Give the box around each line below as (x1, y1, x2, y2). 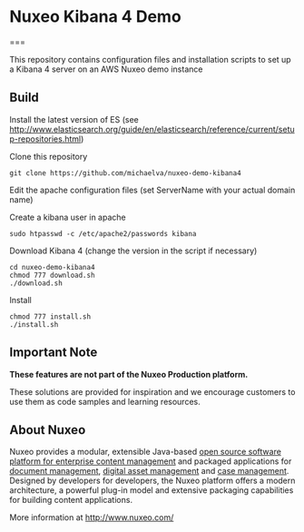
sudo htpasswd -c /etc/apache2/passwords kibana (9, 229, 197, 238)
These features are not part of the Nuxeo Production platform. (9, 369, 249, 379)
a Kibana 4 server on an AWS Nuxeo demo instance (9, 64, 203, 74)
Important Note (9, 345, 98, 360)
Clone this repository (9, 151, 88, 162)
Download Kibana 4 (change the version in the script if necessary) (9, 245, 258, 256)
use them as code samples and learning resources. (9, 396, 201, 407)
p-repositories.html (9, 133, 82, 144)
